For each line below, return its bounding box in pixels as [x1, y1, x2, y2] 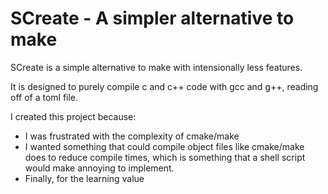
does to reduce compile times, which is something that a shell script [24, 151, 306, 163]
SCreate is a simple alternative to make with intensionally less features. [10, 61, 303, 73]
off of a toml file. [10, 91, 79, 103]
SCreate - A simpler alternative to [10, 7, 295, 30]
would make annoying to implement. [24, 162, 175, 174]
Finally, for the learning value [24, 172, 145, 184]
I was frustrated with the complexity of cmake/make [24, 130, 240, 142]
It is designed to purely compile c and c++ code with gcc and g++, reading [10, 80, 319, 92]
